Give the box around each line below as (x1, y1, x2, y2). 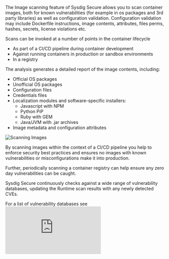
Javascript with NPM (20, 103, 64, 109)
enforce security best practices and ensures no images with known (5, 150, 147, 155)
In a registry (12, 56, 38, 62)
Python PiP (20, 109, 44, 114)
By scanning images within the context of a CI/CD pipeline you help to (5, 144, 152, 150)
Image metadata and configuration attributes (12, 124, 107, 131)
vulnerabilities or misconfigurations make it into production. (5, 155, 130, 161)
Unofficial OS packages (12, 81, 63, 87)
